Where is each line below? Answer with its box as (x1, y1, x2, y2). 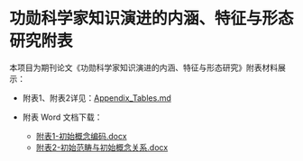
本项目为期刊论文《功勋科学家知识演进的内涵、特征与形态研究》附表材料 (9, 62, 278, 73)
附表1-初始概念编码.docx (35, 130, 128, 141)
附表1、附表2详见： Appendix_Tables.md (22, 92, 171, 103)
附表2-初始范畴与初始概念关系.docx (35, 141, 169, 153)
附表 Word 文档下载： (22, 112, 103, 122)
